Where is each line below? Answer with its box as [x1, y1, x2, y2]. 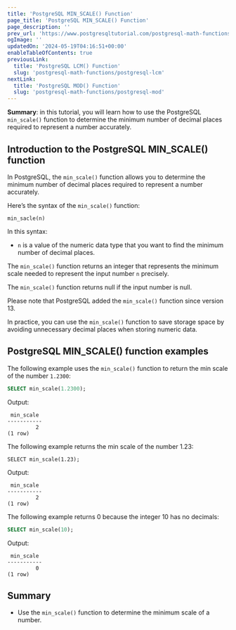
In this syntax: [7, 227, 48, 235]
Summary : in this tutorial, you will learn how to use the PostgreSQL [7, 108, 202, 117]
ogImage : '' [7, 37, 42, 44]
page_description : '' [7, 23, 71, 30]
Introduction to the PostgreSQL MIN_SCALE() [7, 143, 209, 155]
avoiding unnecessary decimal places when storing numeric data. [7, 324, 198, 334]
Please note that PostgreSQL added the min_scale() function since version [7, 296, 224, 305]
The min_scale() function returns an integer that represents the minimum [7, 261, 219, 270]
